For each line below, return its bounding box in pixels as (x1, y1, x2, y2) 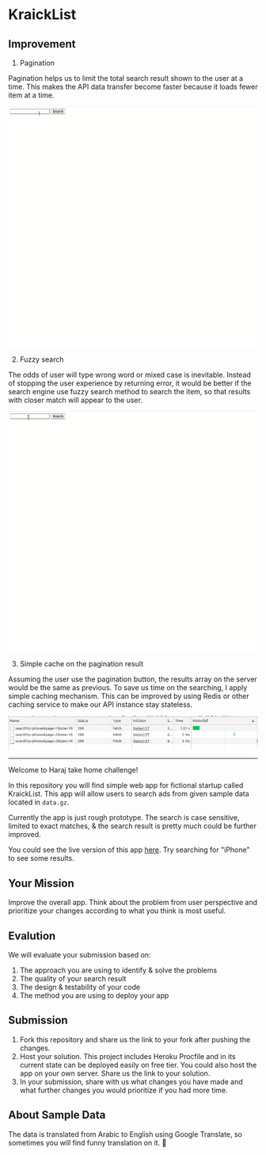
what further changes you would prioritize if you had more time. (19, 1085, 228, 1095)
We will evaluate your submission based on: (8, 950, 151, 959)
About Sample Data (8, 1108, 106, 1122)
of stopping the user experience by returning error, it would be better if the (8, 378, 252, 388)
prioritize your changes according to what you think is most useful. (8, 906, 226, 915)
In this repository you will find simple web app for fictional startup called (8, 781, 244, 790)
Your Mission (8, 877, 74, 890)
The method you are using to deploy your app (19, 991, 169, 1000)
